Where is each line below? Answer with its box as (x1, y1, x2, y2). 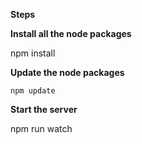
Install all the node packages (10, 28, 132, 39)
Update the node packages (10, 67, 125, 78)
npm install (10, 47, 56, 59)
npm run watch (10, 123, 73, 134)
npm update (10, 86, 56, 96)
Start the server (10, 104, 78, 115)
